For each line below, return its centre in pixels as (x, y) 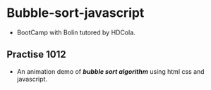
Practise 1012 (36, 54)
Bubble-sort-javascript (76, 13)
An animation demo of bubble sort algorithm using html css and (111, 71)
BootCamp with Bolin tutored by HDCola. (76, 32)
